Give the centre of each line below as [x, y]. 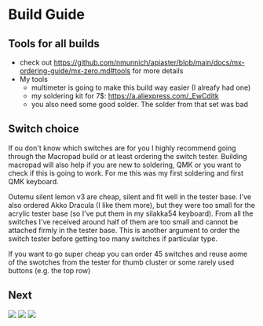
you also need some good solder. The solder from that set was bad [140, 104]
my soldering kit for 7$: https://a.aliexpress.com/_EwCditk [125, 96]
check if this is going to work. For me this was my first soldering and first [126, 173]
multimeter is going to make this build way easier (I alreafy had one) [141, 87]
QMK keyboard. [33, 181]
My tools [34, 79]
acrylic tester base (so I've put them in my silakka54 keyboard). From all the [131, 213]
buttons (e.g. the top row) [49, 270]
